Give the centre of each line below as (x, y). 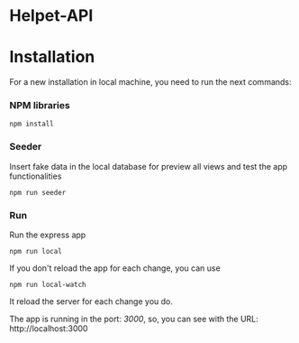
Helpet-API (51, 16)
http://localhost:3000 (49, 329)
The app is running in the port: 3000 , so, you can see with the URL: (134, 319)
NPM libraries (40, 106)
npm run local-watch (48, 285)
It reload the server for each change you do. (91, 301)
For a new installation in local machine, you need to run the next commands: (150, 82)
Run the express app (48, 235)
